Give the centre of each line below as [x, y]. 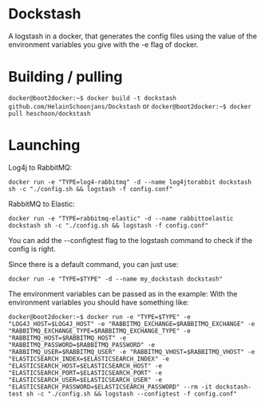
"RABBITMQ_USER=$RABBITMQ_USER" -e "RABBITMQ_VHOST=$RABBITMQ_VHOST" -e [132, 352]
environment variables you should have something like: [99, 302]
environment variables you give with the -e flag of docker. [103, 44]
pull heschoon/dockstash [49, 113]
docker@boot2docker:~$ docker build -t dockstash [93, 98]
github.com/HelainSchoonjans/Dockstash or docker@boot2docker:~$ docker [130, 105]
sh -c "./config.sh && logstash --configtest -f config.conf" [132, 394]
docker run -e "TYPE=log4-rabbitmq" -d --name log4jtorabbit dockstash [130, 182]
